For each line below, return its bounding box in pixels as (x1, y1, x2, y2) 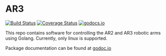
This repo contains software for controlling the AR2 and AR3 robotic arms (5, 30, 161, 36)
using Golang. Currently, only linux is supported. (5, 35, 107, 41)
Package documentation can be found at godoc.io (5, 45, 112, 51)
